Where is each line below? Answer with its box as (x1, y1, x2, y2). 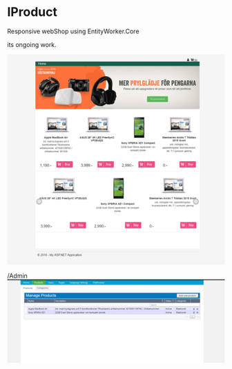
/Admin (7, 271, 28, 280)
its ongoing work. (7, 40, 57, 48)
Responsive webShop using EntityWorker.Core (7, 27, 139, 35)
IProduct (7, 4, 57, 20)
